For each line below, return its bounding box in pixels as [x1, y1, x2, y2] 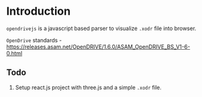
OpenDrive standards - [6, 36, 62, 44]
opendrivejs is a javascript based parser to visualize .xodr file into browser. [6, 25, 196, 32]
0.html [6, 49, 23, 56]
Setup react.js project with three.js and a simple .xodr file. [15, 83, 162, 91]
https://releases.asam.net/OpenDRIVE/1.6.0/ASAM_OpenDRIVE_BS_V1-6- [6, 43, 190, 50]
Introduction [6, 4, 71, 18]
